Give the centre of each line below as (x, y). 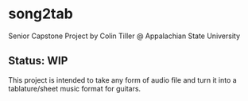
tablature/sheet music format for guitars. (75, 88)
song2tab (41, 14)
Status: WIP (38, 61)
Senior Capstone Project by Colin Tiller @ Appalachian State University (124, 36)
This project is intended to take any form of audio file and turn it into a (122, 80)
